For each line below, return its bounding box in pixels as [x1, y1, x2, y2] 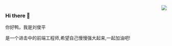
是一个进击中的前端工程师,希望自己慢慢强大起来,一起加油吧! [5, 35, 131, 41]
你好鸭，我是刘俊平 [5, 24, 46, 30]
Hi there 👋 [5, 12, 31, 19]
